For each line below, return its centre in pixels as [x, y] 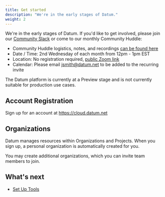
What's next [25, 177]
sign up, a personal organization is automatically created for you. [72, 146]
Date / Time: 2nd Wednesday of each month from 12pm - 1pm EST [81, 54]
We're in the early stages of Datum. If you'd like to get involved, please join [83, 34]
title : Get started [26, 10]
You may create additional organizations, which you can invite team [75, 156]
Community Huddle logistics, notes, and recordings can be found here [85, 49]
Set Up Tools [26, 189]
